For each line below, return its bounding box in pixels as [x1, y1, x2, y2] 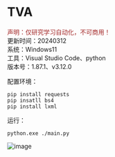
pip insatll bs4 [7, 97, 54, 104]
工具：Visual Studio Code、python [7, 53, 106, 62]
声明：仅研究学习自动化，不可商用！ [7, 28, 111, 36]
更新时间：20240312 [7, 36, 67, 45]
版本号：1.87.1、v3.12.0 [7, 62, 72, 71]
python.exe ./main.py [7, 129, 70, 137]
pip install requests [7, 91, 70, 98]
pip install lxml [7, 103, 57, 110]
